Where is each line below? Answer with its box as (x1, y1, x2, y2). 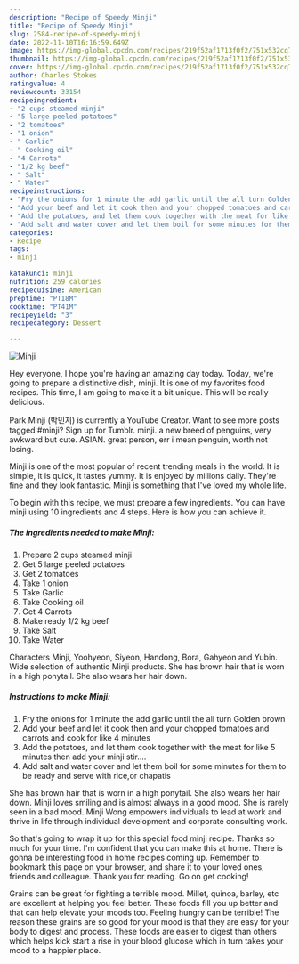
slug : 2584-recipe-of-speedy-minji (9, 29, 141, 38)
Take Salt (21, 625, 57, 636)
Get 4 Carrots (21, 606, 73, 617)
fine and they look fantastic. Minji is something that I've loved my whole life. (9, 480, 287, 490)
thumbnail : (9, 54, 50, 63)
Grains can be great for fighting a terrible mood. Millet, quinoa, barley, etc (9, 888, 279, 899)
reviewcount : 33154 (9, 87, 82, 96)
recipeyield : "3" (9, 311, 74, 320)
